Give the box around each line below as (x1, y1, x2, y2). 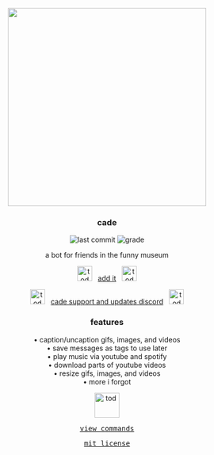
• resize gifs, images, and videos (53, 369, 161, 378)
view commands (79, 424, 135, 433)
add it (97, 273, 117, 283)
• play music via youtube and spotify (47, 351, 167, 361)
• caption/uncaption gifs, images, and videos (32, 335, 181, 344)
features (90, 317, 124, 328)
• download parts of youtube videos (48, 360, 166, 369)
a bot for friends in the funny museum (44, 250, 170, 260)
